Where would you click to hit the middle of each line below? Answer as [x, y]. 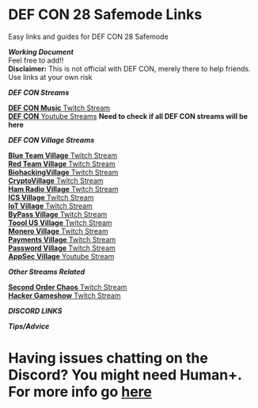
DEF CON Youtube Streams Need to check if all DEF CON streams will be [128, 116]
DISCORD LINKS [35, 311]
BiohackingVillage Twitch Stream [63, 172]
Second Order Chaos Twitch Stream [68, 287]
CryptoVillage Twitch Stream [56, 181]
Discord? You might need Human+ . [125, 375]
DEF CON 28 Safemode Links [105, 15]
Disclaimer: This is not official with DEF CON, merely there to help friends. [129, 68]
